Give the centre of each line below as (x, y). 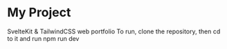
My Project (39, 13)
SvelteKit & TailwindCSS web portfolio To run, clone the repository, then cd (114, 31)
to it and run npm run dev (43, 38)
